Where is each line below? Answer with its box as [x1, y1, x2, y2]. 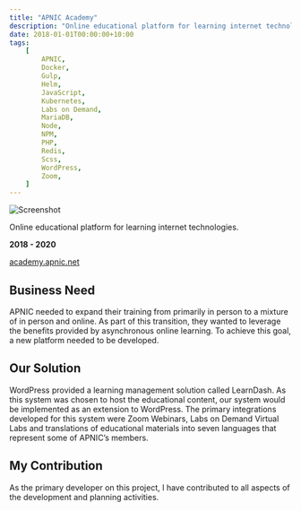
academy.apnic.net [9, 256, 81, 267]
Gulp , [41, 72, 63, 81]
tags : [9, 38, 30, 48]
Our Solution [9, 360, 82, 377]
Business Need [9, 282, 96, 298]
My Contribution [9, 458, 103, 473]
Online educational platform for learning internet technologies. [9, 221, 239, 233]
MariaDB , [41, 113, 74, 122]
